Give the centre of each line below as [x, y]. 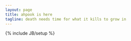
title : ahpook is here [29, 14]
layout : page [19, 10]
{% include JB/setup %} [30, 33]
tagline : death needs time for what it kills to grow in [66, 19]
